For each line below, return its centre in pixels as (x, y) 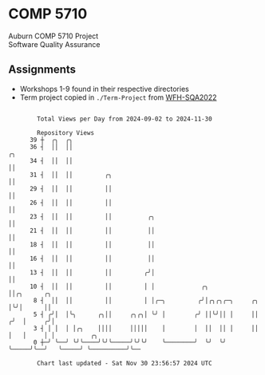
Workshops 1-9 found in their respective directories (104, 89)
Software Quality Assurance (54, 44)
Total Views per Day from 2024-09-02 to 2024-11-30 (125, 119)
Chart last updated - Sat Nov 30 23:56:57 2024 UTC (125, 363)
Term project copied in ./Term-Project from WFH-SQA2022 (118, 97)
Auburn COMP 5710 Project (53, 36)
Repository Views (65, 132)
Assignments (42, 70)
